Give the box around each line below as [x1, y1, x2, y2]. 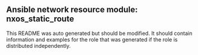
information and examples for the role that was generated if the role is [6, 35, 178, 43]
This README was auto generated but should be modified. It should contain [6, 30, 193, 37]
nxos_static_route [6, 14, 75, 24]
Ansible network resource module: [6, 5, 138, 15]
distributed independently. [6, 42, 71, 49]
